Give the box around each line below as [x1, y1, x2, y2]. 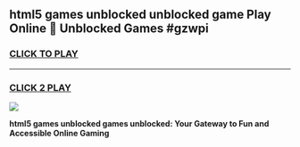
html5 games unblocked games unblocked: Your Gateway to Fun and [9, 118, 270, 128]
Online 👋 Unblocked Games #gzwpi [9, 21, 210, 37]
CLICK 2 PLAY [9, 81, 71, 94]
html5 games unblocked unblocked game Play [9, 7, 271, 22]
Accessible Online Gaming [9, 127, 110, 138]
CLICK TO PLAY [9, 48, 79, 61]
